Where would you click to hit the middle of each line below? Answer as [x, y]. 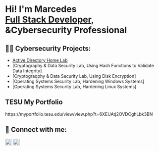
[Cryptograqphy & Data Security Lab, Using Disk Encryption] [74, 76]
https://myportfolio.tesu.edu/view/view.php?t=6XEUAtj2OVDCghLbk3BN [79, 114]
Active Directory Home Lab [40, 60]
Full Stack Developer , [50, 20]
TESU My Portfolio [34, 102]
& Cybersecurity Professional [66, 30]
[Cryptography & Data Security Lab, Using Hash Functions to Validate [83, 66]
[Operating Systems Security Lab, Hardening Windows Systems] [78, 81]
